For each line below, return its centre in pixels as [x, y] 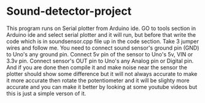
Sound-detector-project [69, 11]
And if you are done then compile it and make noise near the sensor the [97, 67]
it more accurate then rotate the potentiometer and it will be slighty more [98, 80]
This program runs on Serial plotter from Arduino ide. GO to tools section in [101, 28]
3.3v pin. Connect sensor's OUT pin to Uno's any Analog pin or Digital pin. [100, 61]
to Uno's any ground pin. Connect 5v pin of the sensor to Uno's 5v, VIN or [100, 54]
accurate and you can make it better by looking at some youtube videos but [102, 86]
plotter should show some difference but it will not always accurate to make [102, 74]
